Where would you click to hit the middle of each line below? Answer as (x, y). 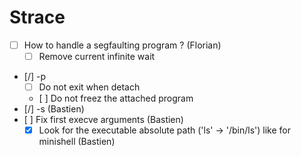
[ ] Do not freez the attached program (116, 98)
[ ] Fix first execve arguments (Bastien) (103, 120)
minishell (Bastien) (77, 142)
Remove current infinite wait (97, 56)
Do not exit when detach (89, 87)
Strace (37, 17)
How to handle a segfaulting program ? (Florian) (122, 45)
